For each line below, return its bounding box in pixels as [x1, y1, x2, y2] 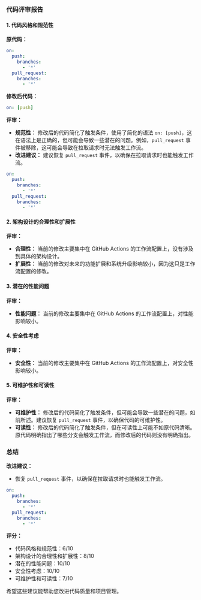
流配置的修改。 [14, 268, 52, 275]
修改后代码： [6, 93, 38, 100]
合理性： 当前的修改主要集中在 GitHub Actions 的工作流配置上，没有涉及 [14, 245, 194, 252]
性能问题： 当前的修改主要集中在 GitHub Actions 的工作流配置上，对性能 [14, 310, 194, 317]
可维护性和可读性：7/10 [14, 575, 73, 582]
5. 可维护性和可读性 [6, 382, 55, 389]
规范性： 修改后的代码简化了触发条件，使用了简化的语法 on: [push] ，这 [14, 129, 193, 136]
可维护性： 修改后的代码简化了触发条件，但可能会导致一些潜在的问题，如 [14, 409, 196, 416]
